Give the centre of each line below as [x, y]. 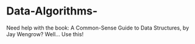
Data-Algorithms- [52, 11]
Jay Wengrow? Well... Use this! [45, 34]
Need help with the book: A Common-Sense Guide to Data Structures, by [98, 28]
